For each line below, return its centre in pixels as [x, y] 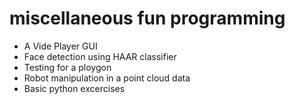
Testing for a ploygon [67, 67]
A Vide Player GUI [60, 46]
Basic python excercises [74, 88]
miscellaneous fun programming [147, 18]
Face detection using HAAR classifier [100, 56]
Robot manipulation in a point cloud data [107, 78]
